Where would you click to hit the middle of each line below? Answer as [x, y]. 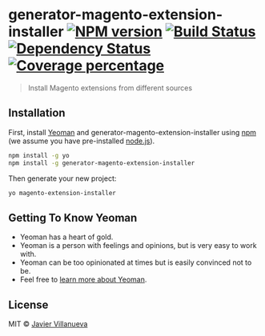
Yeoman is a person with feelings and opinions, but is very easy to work [139, 246]
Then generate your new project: [62, 178]
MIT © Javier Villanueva [48, 324]
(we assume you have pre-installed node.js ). [82, 141]
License [28, 304]
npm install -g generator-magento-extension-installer [102, 163]
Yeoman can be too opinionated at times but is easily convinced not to [136, 262]
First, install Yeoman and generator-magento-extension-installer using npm [132, 132]
